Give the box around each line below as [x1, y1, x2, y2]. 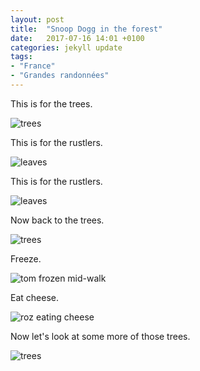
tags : [10, 52, 33, 62]
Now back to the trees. [10, 214, 105, 226]
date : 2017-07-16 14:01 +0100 [10, 33, 145, 43]
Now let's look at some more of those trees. [10, 330, 191, 342]
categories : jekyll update [10, 42, 123, 53]
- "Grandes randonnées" [10, 71, 110, 81]
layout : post [10, 14, 65, 25]
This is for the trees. [10, 97, 93, 110]
